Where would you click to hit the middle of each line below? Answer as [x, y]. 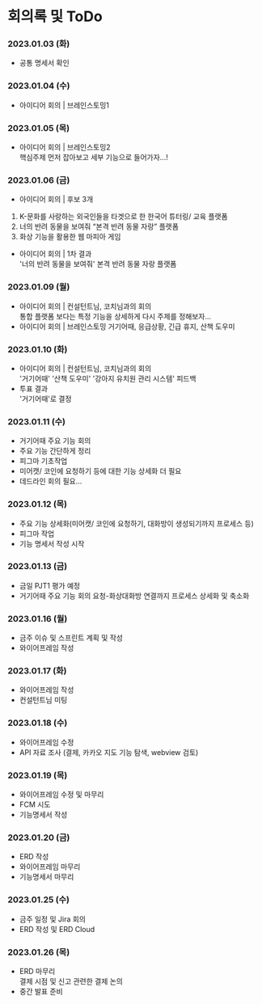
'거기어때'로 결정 [45, 399]
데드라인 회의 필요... [51, 481]
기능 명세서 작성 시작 [52, 543]
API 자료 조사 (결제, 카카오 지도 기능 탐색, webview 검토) [109, 752]
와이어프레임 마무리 [50, 867]
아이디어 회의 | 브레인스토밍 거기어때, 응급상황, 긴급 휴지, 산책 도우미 [127, 326]
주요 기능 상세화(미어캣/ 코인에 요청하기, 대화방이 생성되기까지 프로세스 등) [136, 523]
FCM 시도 [35, 804]
